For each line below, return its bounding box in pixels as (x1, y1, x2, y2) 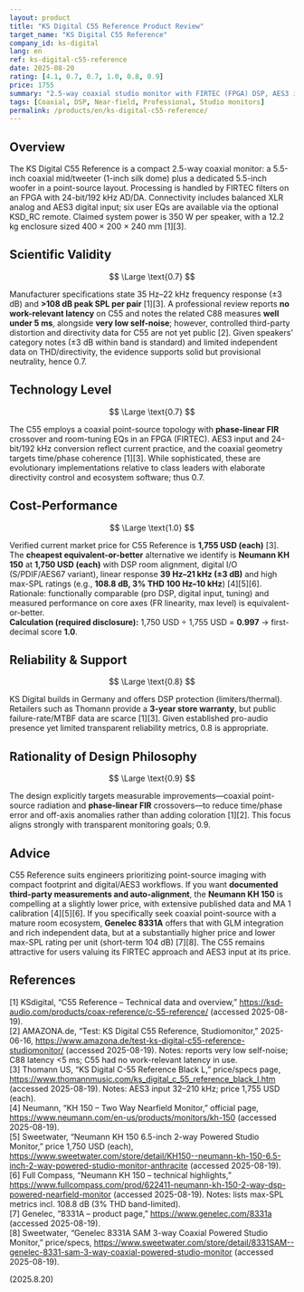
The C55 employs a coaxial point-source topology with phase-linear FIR (9, 423, 280, 434)
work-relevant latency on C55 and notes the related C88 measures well (9, 308, 280, 318)
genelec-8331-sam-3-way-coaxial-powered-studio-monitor (9, 1246, 233, 1258)
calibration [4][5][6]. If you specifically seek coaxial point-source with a (9, 907, 277, 918)
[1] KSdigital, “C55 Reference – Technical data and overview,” (9, 996, 238, 1007)
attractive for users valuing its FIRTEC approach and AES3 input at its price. (9, 946, 291, 957)
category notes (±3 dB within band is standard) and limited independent (9, 337, 278, 347)
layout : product (9, 13, 71, 23)
